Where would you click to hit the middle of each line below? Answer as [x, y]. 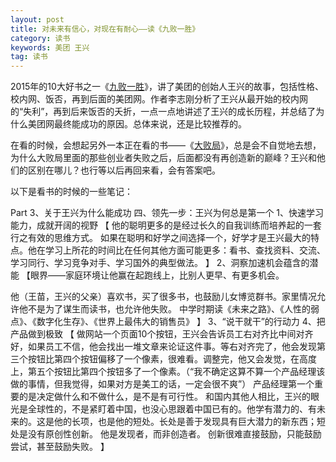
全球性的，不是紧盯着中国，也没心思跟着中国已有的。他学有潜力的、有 [172, 409]
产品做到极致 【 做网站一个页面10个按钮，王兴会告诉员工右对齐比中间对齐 [162, 334]
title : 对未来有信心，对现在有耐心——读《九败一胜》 [105, 29]
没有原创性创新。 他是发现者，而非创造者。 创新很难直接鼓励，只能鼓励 [174, 434]
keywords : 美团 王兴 [50, 47]
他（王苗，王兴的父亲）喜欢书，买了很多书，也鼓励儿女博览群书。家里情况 [163, 297]
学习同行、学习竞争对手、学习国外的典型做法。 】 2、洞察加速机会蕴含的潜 [164, 263]
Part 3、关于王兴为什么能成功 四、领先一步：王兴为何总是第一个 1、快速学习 [167, 213]
